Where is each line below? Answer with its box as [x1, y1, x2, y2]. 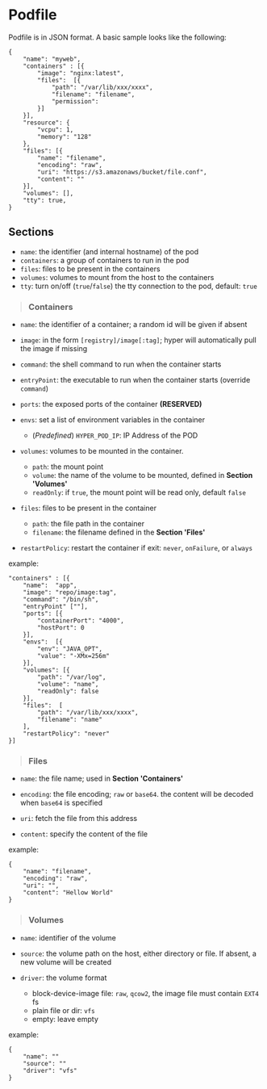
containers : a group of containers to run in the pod [19, 255, 190, 265]
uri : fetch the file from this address [19, 814, 138, 823]
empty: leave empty [31, 1014, 99, 1024]
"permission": [51, 97, 99, 106]
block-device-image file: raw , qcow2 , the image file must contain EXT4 [31, 988, 260, 998]
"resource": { [23, 119, 70, 127]
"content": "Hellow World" [23, 889, 114, 897]
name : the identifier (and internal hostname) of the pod [19, 246, 199, 256]
